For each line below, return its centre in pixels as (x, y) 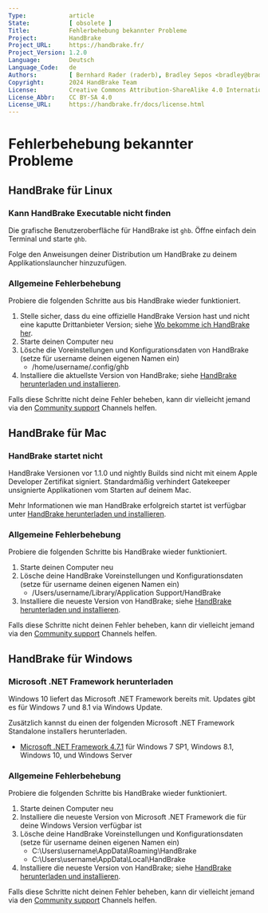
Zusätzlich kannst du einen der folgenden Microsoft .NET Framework (122, 722)
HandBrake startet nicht (56, 455)
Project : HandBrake (55, 38)
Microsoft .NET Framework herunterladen (91, 681)
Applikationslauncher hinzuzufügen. (68, 263)
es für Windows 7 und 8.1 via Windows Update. (85, 707)
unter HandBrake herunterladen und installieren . (87, 514)
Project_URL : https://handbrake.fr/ (77, 45)
